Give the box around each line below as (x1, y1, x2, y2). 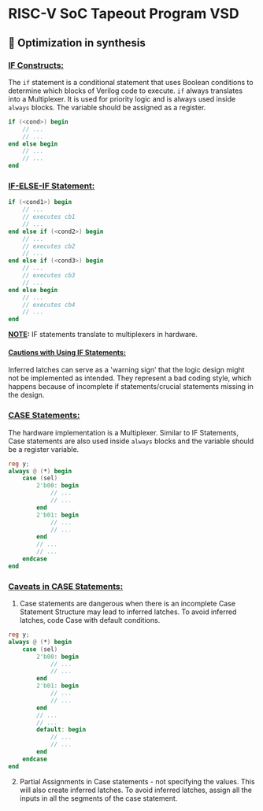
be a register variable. (8, 444, 80, 454)
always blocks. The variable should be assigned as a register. (8, 102, 206, 112)
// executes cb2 (22, 242, 76, 250)
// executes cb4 (22, 301, 76, 309)
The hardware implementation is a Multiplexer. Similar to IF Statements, (8, 428, 239, 437)
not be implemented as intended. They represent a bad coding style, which (8, 373, 252, 383)
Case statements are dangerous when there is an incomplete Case (19, 599, 236, 609)
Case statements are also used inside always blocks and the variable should (8, 436, 254, 446)
